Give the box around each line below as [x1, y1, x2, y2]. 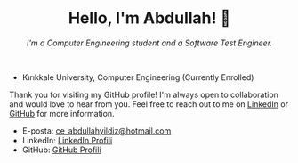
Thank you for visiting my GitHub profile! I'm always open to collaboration [9, 89, 278, 100]
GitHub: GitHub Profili [21, 144, 101, 155]
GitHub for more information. [9, 108, 115, 118]
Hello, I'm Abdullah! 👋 [68, 8, 231, 29]
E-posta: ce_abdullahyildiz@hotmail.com [21, 125, 172, 136]
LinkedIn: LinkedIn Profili [21, 134, 113, 145]
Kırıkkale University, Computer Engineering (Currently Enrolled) [21, 71, 254, 83]
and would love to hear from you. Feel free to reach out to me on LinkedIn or [9, 98, 289, 110]
